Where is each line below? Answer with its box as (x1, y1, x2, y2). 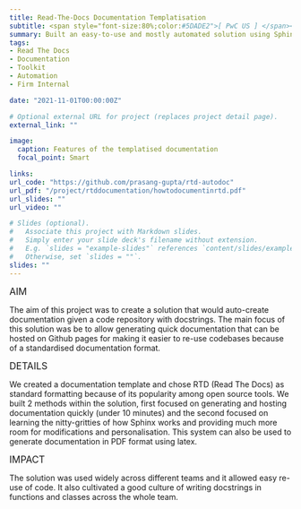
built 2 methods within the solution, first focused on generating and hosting (9, 398, 288, 409)
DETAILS (9, 359, 47, 372)
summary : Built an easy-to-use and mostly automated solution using (9, 30, 271, 39)
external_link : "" (9, 120, 78, 130)
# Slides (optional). (9, 219, 90, 229)
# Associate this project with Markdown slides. (9, 228, 202, 237)
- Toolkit (9, 64, 47, 73)
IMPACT (9, 453, 46, 466)
